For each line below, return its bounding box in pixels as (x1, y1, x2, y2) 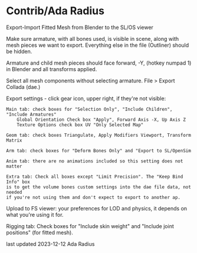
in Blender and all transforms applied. (6, 65, 97, 72)
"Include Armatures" (6, 111, 57, 117)
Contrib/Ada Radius (6, 4, 105, 18)
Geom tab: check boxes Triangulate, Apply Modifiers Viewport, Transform (6, 132, 192, 138)
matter (6, 163, 22, 169)
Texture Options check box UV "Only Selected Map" (17, 121, 144, 128)
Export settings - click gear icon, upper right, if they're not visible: (6, 95, 166, 102)
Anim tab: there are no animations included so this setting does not (6, 158, 183, 164)
